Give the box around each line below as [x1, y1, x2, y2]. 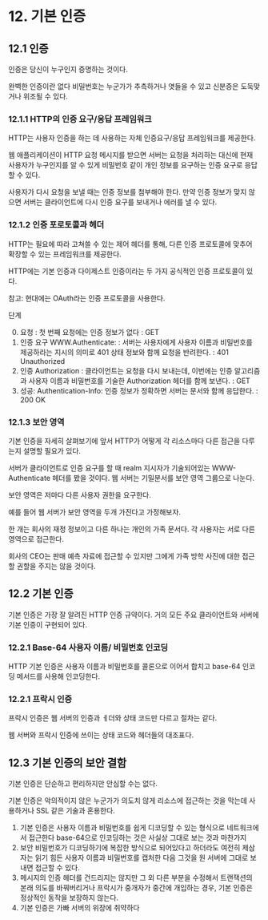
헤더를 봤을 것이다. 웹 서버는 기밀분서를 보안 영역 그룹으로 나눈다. [51, 473, 254, 482]
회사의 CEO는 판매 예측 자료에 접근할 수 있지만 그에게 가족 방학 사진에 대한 [8, 551, 240, 561]
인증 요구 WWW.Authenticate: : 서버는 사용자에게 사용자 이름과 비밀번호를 [19, 337, 254, 347]
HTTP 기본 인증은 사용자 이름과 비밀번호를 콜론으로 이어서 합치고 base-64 [8, 662, 242, 671]
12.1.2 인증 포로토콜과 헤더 [8, 220, 105, 231]
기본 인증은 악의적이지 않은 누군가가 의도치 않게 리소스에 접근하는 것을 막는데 [8, 796, 248, 805]
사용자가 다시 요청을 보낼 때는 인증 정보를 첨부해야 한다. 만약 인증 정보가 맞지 [8, 188, 247, 197]
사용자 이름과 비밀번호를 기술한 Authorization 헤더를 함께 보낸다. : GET [28, 376, 250, 385]
